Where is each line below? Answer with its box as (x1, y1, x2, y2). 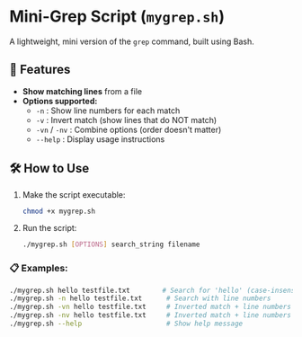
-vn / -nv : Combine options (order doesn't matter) (35, 124, 222, 135)
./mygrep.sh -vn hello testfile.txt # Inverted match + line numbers (9, 303, 292, 312)
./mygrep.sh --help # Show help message (9, 319, 244, 329)
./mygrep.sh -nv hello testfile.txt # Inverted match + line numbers (9, 311, 292, 320)
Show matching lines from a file (22, 85, 142, 96)
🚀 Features (9, 62, 71, 77)
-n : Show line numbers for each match (35, 105, 181, 116)
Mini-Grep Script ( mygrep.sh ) (9, 6, 226, 27)
